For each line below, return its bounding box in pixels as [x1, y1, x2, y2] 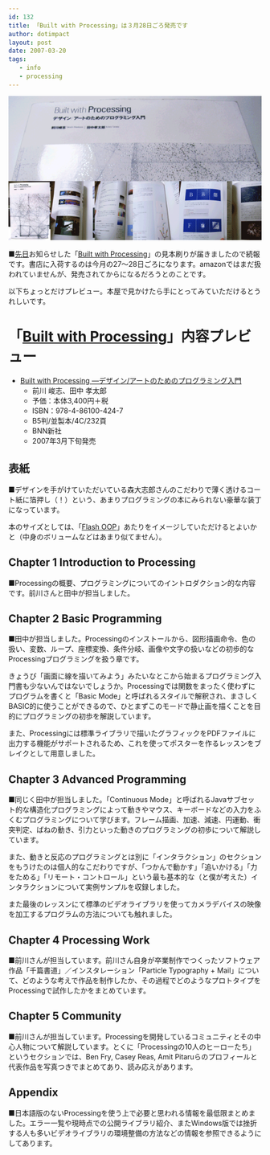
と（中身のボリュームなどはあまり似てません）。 [8, 531, 166, 542]
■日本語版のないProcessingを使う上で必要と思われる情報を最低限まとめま [8, 1108, 256, 1117]
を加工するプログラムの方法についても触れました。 [8, 909, 177, 919]
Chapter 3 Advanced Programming [8, 772, 187, 786]
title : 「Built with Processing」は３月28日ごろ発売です [8, 21, 189, 30]
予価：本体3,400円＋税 [31, 395, 108, 405]
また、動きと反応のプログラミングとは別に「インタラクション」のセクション [8, 852, 262, 862]
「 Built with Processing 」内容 [8, 328, 210, 346]
